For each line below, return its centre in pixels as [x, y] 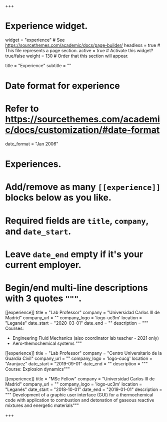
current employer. [43, 265]
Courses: [14, 328]
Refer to [22, 109]
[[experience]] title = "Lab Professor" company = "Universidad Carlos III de [82, 312]
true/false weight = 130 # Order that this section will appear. [67, 56]
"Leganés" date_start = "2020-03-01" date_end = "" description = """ [77, 323]
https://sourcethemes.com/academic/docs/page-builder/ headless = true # [83, 45]
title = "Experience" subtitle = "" [38, 65]
